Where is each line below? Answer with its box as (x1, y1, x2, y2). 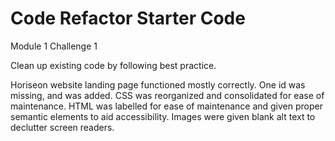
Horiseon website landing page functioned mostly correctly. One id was (10, 78, 306, 91)
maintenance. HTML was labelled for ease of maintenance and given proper (10, 100, 323, 112)
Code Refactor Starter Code (10, 7, 246, 30)
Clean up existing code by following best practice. (10, 59, 217, 71)
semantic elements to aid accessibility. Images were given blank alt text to (10, 110, 316, 122)
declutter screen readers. (10, 121, 115, 133)
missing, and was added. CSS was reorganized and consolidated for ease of (10, 89, 325, 101)
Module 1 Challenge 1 (10, 40, 98, 52)
